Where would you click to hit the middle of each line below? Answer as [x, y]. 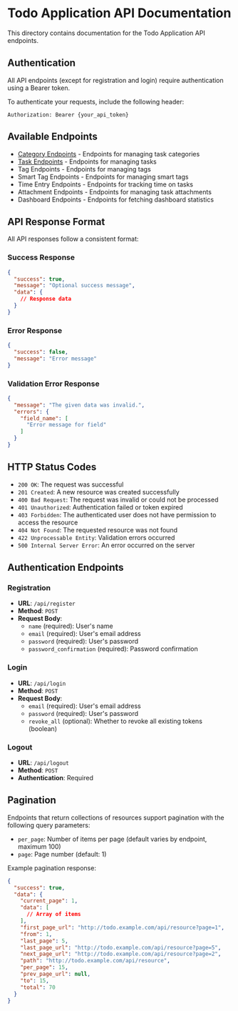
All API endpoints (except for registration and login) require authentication [116, 80]
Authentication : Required [56, 777]
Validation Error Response [53, 384]
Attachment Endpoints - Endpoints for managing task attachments [115, 191]
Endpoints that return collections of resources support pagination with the [116, 817]
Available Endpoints [53, 137]
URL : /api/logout [43, 762]
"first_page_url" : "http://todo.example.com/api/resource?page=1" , [122, 927]
